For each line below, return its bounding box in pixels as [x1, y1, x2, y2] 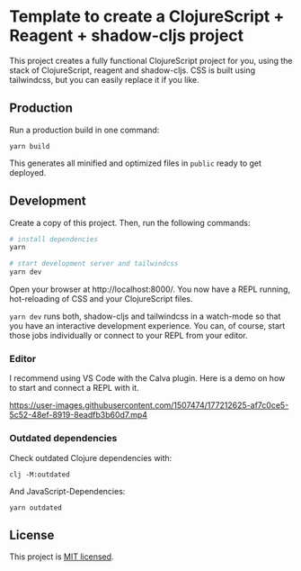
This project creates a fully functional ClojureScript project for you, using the [9, 55, 294, 66]
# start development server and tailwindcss [9, 259, 179, 268]
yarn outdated [9, 503, 63, 512]
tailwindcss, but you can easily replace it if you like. [9, 74, 199, 85]
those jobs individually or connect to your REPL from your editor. [9, 331, 249, 341]
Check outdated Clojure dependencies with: [9, 452, 173, 463]
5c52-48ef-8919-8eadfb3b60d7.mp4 [9, 410, 148, 421]
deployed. [9, 167, 47, 177]
